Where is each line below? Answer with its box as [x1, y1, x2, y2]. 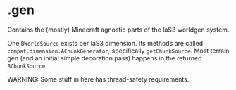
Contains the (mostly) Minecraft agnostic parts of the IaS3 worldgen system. [7, 25, 230, 34]
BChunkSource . [7, 61, 47, 70]
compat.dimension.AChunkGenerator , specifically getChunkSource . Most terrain [7, 46, 230, 55]
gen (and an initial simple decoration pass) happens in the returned [7, 53, 202, 62]
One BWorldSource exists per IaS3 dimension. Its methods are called [7, 39, 203, 47]
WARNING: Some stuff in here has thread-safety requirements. [7, 75, 190, 83]
